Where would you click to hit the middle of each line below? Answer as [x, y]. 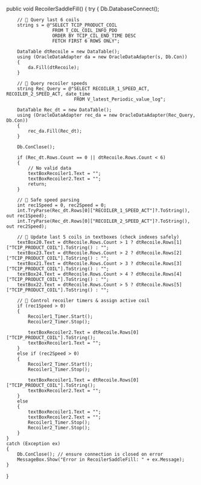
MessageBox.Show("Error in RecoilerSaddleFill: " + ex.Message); [101, 460]
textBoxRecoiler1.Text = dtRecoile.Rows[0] [83, 380]
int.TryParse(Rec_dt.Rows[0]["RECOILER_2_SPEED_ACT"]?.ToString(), [104, 221]
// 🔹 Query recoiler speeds [52, 84]
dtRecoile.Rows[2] [159, 253]
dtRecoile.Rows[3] [159, 263]
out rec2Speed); [27, 226]
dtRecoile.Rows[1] [159, 242]
